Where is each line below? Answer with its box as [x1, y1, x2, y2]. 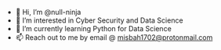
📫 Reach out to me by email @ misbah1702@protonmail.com [15, 33, 213, 42]
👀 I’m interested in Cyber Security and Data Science [15, 16, 183, 25]
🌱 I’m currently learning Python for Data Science [15, 24, 172, 33]
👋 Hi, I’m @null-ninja [15, 8, 82, 16]
